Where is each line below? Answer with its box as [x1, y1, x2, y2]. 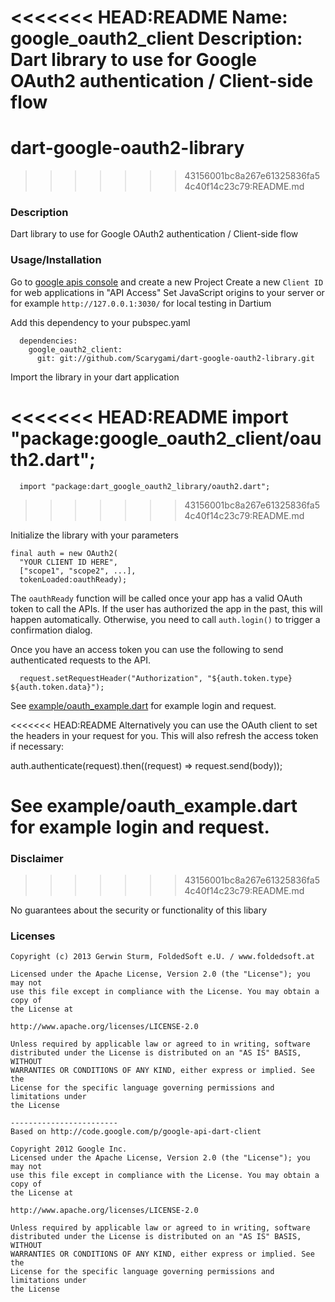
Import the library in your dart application [10, 371, 180, 383]
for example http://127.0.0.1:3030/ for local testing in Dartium [10, 297, 272, 309]
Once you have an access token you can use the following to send [10, 643, 284, 655]
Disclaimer [10, 851, 64, 865]
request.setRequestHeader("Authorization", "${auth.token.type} [19, 673, 293, 683]
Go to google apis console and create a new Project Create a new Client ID [10, 276, 324, 288]
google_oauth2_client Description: [10, 27, 303, 50]
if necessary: [10, 740, 65, 752]
